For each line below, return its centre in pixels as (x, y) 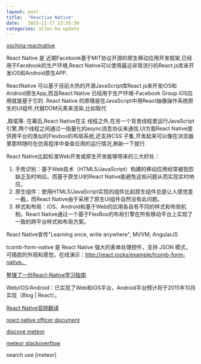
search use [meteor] (32, 355)
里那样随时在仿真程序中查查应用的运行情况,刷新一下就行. (76, 144)
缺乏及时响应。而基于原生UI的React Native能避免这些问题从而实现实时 (102, 177)
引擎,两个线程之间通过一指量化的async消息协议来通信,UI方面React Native (97, 129)
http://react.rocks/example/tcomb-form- (135, 255)
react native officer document (43, 320)
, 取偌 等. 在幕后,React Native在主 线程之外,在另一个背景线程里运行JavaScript (100, 121)
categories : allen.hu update (43, 29)
